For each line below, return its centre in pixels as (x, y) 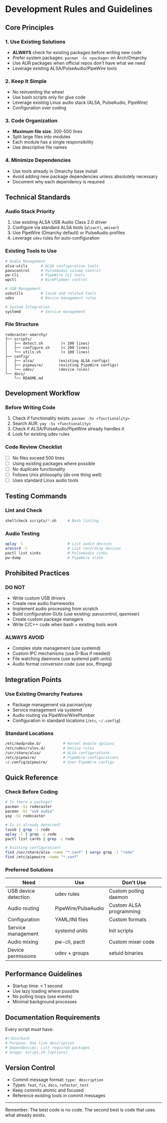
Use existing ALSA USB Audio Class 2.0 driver (60, 222)
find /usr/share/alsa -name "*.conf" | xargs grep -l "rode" (70, 853)
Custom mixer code (132, 942)
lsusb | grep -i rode (28, 829)
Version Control (30, 1068)
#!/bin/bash (17, 1038)
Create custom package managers (48, 619)
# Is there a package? (29, 802)
